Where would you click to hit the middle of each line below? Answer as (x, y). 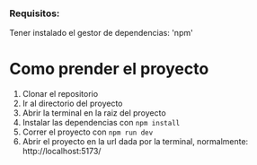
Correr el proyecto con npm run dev (88, 132)
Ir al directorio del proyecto (72, 104)
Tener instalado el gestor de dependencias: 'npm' (101, 33)
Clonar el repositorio (60, 94)
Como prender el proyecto (109, 69)
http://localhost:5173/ (62, 152)
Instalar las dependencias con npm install (101, 123)
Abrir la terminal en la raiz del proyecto (94, 113)
